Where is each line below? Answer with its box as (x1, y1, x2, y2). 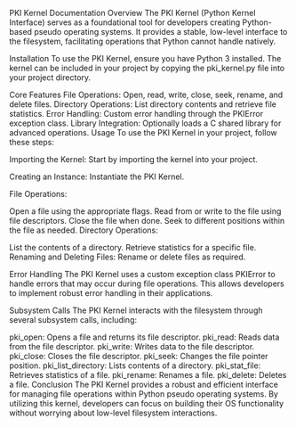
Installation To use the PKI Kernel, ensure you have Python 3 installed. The (9, 53, 282, 63)
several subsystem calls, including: (9, 315, 138, 324)
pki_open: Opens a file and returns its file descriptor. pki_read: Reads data (9, 332, 280, 342)
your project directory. (9, 72, 92, 83)
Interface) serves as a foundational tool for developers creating (9, 17, 241, 28)
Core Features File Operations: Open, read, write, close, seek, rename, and (9, 89, 284, 100)
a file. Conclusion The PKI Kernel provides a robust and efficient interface (9, 379, 278, 390)
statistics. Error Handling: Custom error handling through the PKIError (9, 109, 264, 119)
